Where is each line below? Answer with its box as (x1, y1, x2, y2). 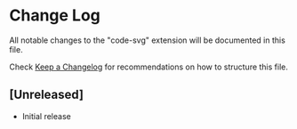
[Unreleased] (9, 87, 84, 102)
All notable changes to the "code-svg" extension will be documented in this (9, 35, 286, 45)
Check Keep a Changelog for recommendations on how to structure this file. (9, 61, 289, 72)
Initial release (21, 110, 71, 121)
